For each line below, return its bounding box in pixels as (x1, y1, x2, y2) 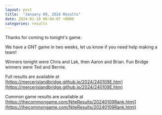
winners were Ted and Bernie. (5, 64, 66, 70)
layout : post (5, 7, 32, 12)
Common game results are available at (5, 94, 84, 100)
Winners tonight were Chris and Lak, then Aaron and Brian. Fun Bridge (5, 59, 149, 65)
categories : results (5, 21, 48, 26)
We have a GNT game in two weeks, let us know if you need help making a (5, 44, 158, 50)
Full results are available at (5, 74, 59, 79)
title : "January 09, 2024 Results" (5, 12, 81, 17)
